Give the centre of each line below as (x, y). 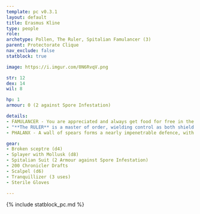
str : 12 (16, 78)
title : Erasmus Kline (33, 23)
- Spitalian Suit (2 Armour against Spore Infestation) (77, 160)
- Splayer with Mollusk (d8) (43, 155)
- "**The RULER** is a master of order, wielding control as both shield (100, 127)
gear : (13, 143)
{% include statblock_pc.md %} (46, 204)
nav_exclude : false (31, 51)
